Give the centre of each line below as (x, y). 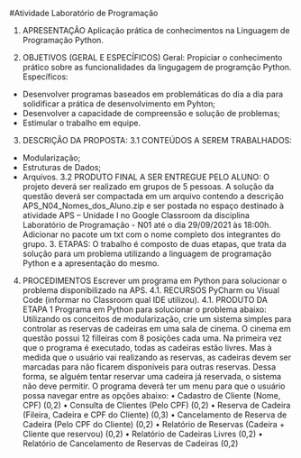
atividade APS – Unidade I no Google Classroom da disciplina (136, 215)
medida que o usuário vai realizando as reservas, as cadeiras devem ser (156, 357)
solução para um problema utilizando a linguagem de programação (147, 253)
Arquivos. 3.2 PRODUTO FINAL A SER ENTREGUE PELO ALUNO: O (146, 177)
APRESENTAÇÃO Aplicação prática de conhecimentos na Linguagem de (156, 30)
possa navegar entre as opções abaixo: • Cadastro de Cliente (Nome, (151, 395)
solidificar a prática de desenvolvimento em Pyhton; (119, 104)
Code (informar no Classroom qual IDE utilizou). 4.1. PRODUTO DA (145, 300)
